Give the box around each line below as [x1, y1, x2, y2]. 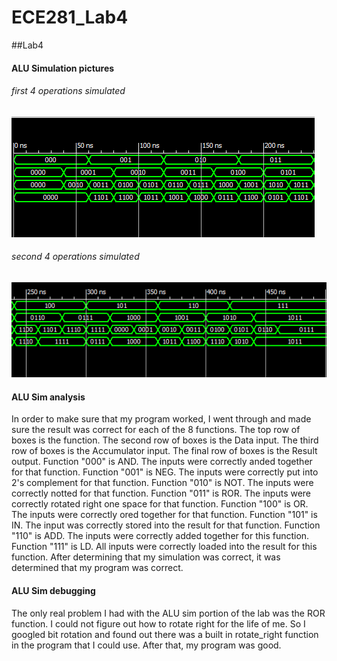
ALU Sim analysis [11, 391, 86, 403]
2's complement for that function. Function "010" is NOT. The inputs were [11, 477, 314, 489]
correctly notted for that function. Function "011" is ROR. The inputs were [11, 487, 312, 500]
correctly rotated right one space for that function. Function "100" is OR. [11, 498, 309, 510]
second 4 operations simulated [11, 251, 140, 263]
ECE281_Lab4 [11, 6, 129, 29]
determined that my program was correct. [11, 562, 184, 574]
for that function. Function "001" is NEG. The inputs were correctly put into [11, 466, 319, 478]
